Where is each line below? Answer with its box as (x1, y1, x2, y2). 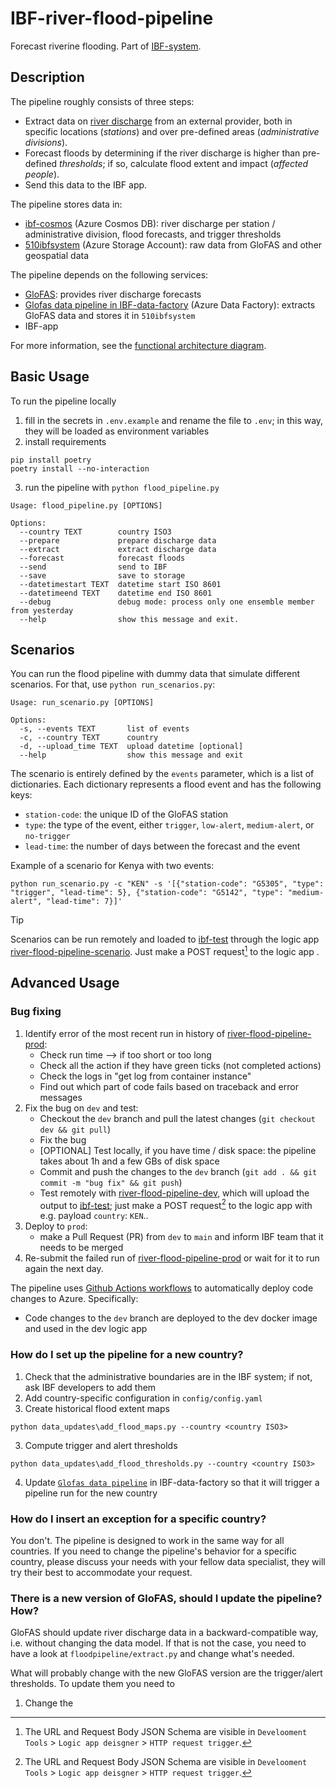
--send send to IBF (19, 562, 168, 572)
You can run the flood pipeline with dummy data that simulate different (10, 668, 301, 680)
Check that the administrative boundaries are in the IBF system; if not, (24, 1370, 313, 1382)
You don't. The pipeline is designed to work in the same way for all (10, 1534, 285, 1546)
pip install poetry (10, 455, 92, 465)
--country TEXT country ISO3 (19, 527, 172, 537)
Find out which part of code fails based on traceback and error (39, 1080, 299, 1092)
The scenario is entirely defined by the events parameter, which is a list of (10, 768, 315, 780)
